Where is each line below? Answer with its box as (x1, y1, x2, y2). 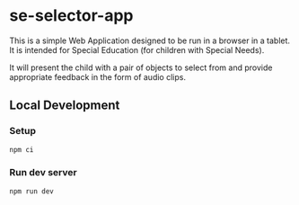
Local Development (9, 98, 120, 113)
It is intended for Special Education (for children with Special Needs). (9, 44, 265, 55)
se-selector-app (9, 5, 134, 26)
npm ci (9, 145, 34, 154)
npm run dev (9, 186, 54, 196)
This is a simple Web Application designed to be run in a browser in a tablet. (9, 35, 290, 46)
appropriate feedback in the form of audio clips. (9, 71, 187, 82)
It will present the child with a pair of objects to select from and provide (9, 62, 273, 73)
